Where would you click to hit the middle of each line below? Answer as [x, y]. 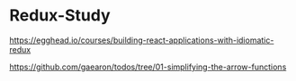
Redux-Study [60, 16]
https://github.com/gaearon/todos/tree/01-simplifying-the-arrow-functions [148, 67]
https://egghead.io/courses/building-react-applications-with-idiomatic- [142, 40]
